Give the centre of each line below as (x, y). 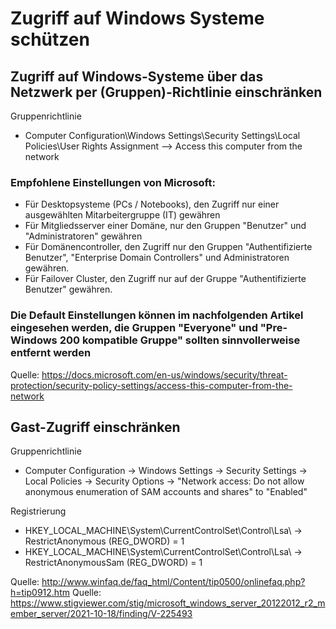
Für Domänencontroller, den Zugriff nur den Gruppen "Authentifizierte (168, 247)
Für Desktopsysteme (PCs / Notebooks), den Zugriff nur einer (152, 204)
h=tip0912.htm (40, 593)
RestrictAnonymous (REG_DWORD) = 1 (104, 541)
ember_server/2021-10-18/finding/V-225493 (101, 614)
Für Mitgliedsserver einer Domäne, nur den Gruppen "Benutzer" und (165, 226)
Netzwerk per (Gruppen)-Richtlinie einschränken (166, 92)
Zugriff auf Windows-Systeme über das (137, 76)
